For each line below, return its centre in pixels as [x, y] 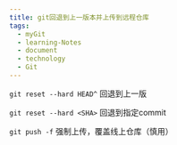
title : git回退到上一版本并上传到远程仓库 [79, 17]
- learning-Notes [50, 42]
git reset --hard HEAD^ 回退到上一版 [78, 93]
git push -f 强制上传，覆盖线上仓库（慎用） [91, 131]
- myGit [32, 34]
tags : [19, 26]
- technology [42, 59]
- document [38, 51]
